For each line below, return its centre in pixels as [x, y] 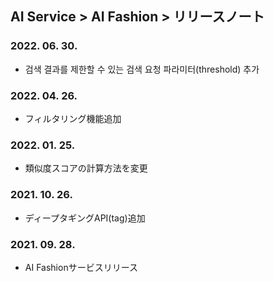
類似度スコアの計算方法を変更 [86, 168]
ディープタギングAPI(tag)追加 [85, 218]
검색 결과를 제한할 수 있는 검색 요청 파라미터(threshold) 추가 [142, 69]
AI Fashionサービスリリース [81, 267]
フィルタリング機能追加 [73, 118]
